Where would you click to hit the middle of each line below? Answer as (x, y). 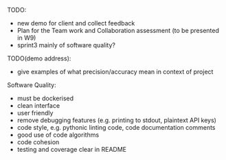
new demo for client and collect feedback (76, 23)
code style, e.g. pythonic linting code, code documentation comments (116, 127)
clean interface (38, 105)
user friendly (35, 113)
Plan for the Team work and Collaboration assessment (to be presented (118, 31)
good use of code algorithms (58, 135)
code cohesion (38, 142)
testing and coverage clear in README (72, 149)
